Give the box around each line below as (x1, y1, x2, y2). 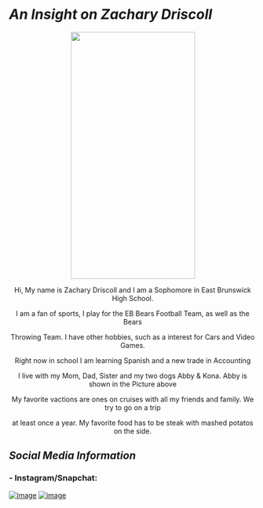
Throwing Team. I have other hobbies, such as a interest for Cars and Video (10, 332, 255, 342)
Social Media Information (9, 449, 137, 463)
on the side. (113, 426, 152, 436)
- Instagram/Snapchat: (9, 473, 98, 484)
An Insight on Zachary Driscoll (9, 5, 213, 24)
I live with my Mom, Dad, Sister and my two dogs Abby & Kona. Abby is (17, 371, 248, 380)
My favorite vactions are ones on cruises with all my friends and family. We (11, 394, 254, 404)
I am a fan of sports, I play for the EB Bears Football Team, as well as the (16, 308, 250, 318)
